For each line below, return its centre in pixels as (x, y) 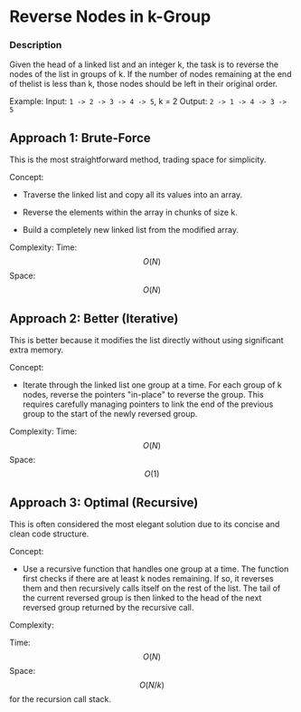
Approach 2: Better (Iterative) (94, 318)
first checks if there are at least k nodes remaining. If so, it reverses (148, 578)
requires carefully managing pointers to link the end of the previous (148, 404)
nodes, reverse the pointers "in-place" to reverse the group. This (143, 395)
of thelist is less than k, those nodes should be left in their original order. (144, 84)
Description (36, 45)
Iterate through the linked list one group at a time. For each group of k (152, 385)
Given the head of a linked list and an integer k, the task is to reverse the (144, 64)
